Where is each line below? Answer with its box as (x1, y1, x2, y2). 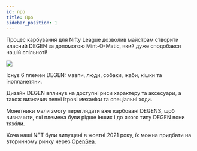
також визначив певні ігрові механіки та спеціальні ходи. (6, 96, 153, 103)
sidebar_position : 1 (6, 20, 58, 26)
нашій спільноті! (6, 49, 48, 56)
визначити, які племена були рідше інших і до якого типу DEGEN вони (6, 114, 185, 121)
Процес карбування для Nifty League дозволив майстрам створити (6, 36, 179, 44)
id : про (6, 8, 26, 15)
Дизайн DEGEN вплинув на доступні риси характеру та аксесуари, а (6, 90, 181, 97)
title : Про (6, 14, 34, 20)
